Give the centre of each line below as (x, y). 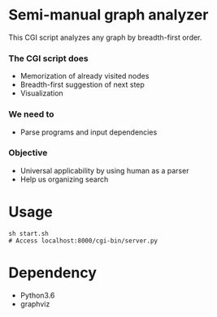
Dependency (53, 272)
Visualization (41, 93)
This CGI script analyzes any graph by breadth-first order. (105, 37)
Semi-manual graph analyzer (108, 15)
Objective (28, 153)
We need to (31, 114)
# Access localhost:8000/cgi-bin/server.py (83, 241)
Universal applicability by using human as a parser (104, 170)
